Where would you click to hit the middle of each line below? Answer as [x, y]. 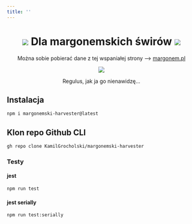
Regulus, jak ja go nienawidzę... [101, 81]
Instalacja [25, 100]
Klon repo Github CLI [46, 132]
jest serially [22, 202]
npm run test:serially [35, 215]
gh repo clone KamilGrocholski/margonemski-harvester [76, 147]
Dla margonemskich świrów [101, 41]
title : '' [19, 12]
